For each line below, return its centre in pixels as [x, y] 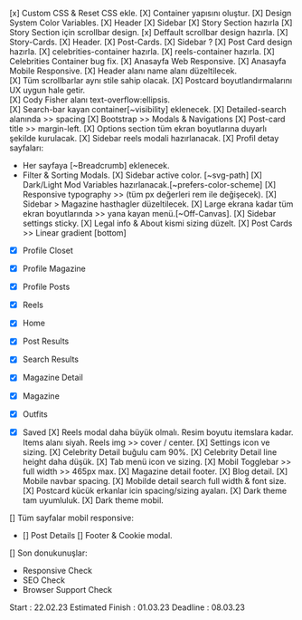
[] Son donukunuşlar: [48, 553]
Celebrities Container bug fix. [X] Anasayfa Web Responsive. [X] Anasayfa [148, 61]
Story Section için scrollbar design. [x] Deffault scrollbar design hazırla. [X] [149, 32]
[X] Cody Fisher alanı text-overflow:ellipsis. [90, 100]
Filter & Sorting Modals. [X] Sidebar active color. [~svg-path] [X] [142, 175]
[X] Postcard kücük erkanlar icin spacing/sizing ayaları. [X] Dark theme [155, 490]
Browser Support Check [67, 589]
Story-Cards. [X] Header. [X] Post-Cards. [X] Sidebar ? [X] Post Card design [151, 42]
